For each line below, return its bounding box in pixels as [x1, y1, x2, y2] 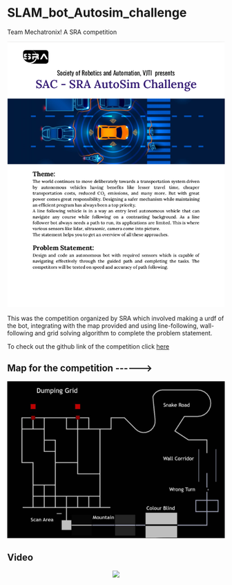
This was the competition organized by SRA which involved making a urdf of [7, 314, 224, 323]
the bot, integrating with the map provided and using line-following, [7, 322, 199, 330]
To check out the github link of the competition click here [7, 342, 170, 351]
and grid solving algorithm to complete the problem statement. [34, 329, 213, 338]
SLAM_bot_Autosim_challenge [7, 5, 187, 21]
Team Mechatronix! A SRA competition [7, 28, 117, 36]
